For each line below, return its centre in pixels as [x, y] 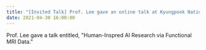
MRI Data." [20, 41]
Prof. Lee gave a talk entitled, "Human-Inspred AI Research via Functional [99, 35]
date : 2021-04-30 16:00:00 [41, 18]
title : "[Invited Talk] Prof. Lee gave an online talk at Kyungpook [96, 12]
